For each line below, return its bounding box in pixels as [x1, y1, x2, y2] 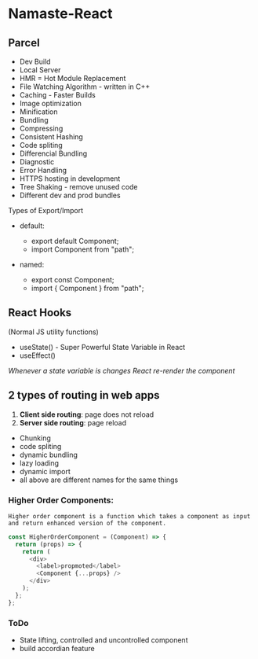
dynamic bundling [19, 450, 78, 459]
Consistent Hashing [19, 132, 84, 142]
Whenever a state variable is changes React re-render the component [8, 366, 235, 375]
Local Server [19, 65, 61, 75]
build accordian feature [19, 643, 96, 653]
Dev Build [19, 57, 51, 66]
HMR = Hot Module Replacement [19, 74, 126, 83]
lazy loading [19, 458, 60, 468]
